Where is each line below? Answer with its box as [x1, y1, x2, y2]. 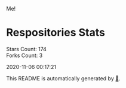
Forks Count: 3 [6, 52, 43, 59]
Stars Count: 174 [6, 45, 47, 52]
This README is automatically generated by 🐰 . [6, 74, 121, 82]
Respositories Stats [6, 26, 106, 39]
